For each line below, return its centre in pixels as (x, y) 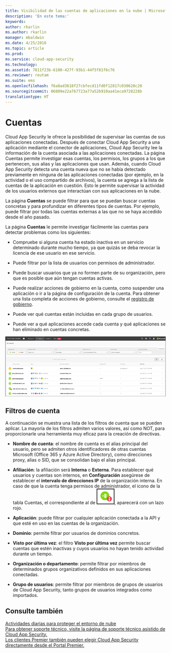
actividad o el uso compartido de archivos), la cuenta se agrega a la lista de (84, 180)
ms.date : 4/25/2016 (26, 43)
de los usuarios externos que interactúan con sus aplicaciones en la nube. (83, 191)
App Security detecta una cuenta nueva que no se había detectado (76, 169)
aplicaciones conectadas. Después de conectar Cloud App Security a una (83, 142)
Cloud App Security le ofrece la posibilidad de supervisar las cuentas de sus (85, 137)
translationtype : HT (27, 97)
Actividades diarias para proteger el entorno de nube (61, 623)
